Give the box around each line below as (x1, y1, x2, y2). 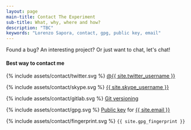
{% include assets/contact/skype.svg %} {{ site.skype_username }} (6, 84, 169, 91)
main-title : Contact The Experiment (6, 14, 95, 20)
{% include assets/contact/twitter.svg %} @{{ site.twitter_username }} (6, 72, 176, 79)
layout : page (6, 8, 38, 15)
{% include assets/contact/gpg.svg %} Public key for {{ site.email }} (6, 106, 170, 114)
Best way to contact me (6, 59, 64, 66)
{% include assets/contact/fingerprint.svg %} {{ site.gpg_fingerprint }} (6, 118, 186, 125)
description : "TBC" (6, 24, 54, 31)
